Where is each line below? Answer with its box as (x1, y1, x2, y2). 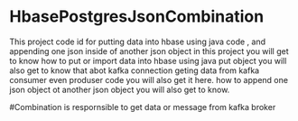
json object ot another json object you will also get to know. (9, 84, 230, 95)
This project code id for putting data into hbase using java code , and (9, 36, 266, 47)
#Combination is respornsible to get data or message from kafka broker (9, 101, 276, 112)
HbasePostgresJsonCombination (9, 6, 265, 27)
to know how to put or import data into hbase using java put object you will (9, 55, 287, 66)
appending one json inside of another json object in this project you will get (9, 45, 289, 56)
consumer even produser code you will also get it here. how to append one (9, 74, 289, 85)
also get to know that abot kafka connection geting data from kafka (9, 65, 260, 76)
